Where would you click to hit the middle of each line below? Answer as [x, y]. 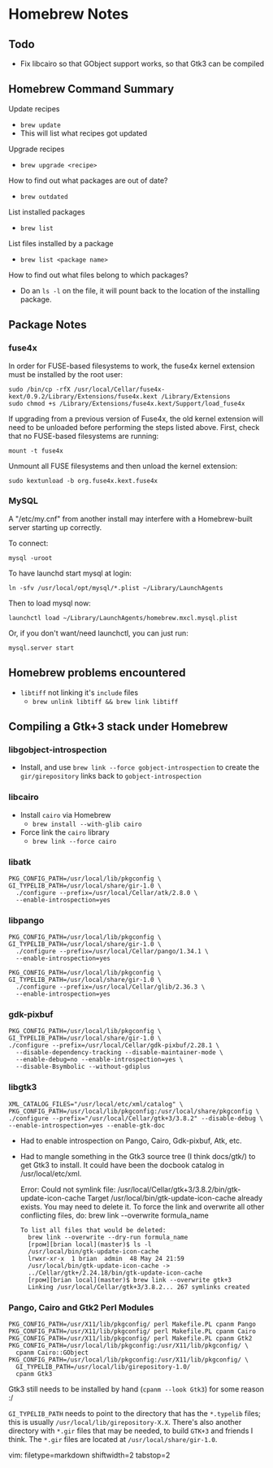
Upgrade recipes [37, 149]
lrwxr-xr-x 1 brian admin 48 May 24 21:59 [106, 1258]
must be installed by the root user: [66, 374]
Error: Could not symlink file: [68, 1189]
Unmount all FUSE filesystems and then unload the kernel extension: [123, 466]
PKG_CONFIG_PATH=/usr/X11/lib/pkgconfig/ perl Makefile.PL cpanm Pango [132, 1325]
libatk [20, 862]
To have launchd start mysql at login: [70, 573]
